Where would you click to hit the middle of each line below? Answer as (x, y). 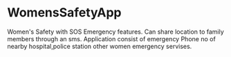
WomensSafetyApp (65, 13)
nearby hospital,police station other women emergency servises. (100, 46)
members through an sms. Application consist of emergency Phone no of (111, 38)
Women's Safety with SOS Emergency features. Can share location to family (116, 32)
